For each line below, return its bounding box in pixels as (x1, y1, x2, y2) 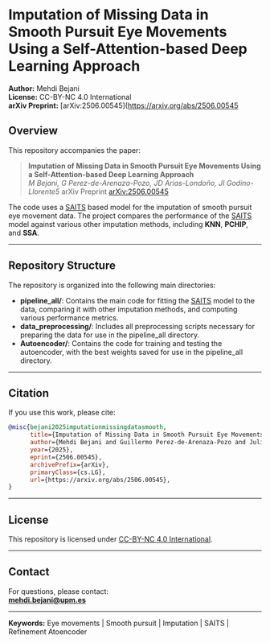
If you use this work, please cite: (8, 408, 116, 418)
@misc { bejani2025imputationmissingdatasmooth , (8, 423, 167, 431)
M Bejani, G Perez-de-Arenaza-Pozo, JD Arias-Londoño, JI (27, 178, 225, 188)
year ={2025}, (29, 446, 74, 454)
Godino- (226, 178, 255, 188)
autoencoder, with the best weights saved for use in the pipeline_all (19, 347, 243, 357)
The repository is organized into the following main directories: (8, 280, 216, 290)
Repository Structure (8, 259, 117, 273)
